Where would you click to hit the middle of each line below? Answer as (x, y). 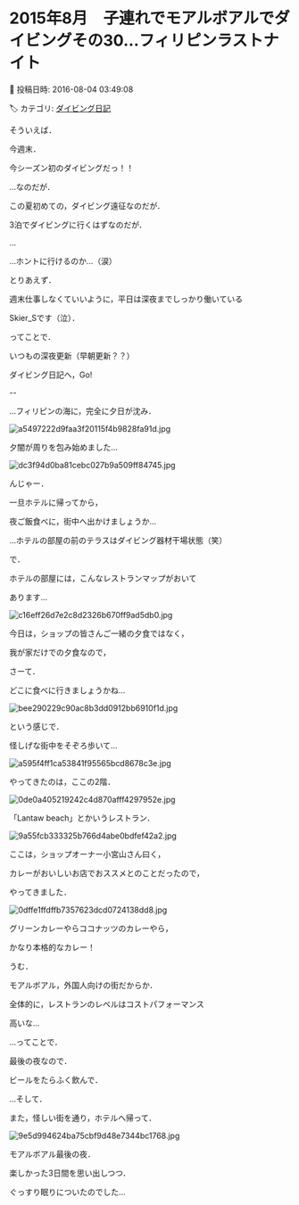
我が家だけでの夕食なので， (60, 652)
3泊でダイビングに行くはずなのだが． (78, 225)
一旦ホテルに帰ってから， (56, 502)
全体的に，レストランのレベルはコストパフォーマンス (107, 1003)
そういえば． (33, 129)
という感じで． (37, 726)
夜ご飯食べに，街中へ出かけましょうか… (83, 521)
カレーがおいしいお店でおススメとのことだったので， (107, 873)
